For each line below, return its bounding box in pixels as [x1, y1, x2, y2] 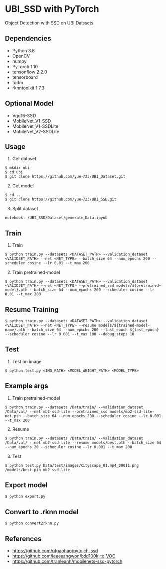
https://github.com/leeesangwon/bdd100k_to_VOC [12, 553, 116, 559]
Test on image [12, 358, 42, 364]
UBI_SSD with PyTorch [5, 3, 99, 15]
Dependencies [5, 34, 51, 43]
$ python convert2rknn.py [5, 521, 59, 526]
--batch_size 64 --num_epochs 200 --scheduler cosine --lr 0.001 [23, 413, 162, 418]
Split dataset [12, 206, 38, 212]
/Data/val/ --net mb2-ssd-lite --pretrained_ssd [5, 409, 108, 414]
